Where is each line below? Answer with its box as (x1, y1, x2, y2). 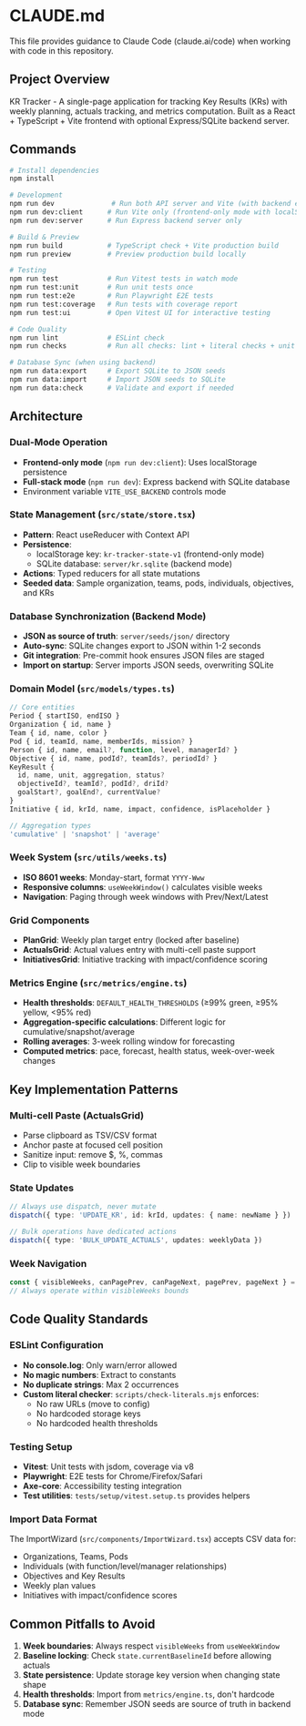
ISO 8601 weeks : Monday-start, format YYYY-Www (22, 872, 205, 883)
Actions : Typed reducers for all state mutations (22, 567, 200, 578)
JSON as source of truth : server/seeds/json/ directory (22, 630, 230, 642)
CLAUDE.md (9, 5, 106, 26)
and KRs (22, 587, 55, 597)
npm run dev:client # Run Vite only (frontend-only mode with (9, 208, 271, 217)
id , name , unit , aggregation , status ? (17, 771, 166, 780)
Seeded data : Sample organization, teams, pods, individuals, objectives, (22, 577, 294, 588)
